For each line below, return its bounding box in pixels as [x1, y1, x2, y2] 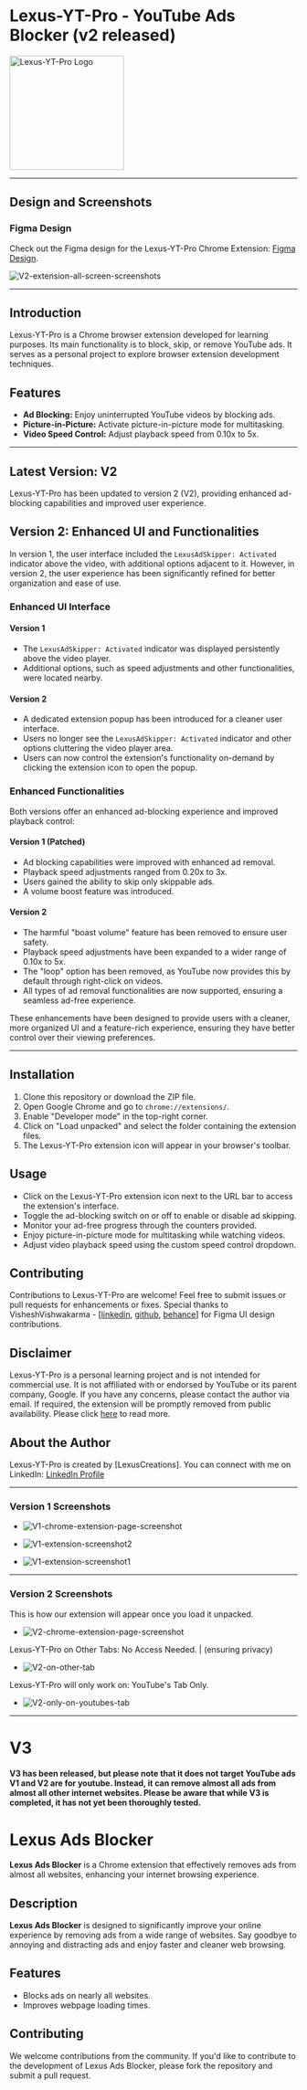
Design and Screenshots [9, 195, 153, 210]
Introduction [9, 305, 82, 321]
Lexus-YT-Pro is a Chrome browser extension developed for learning [9, 330, 269, 341]
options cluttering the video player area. [22, 743, 174, 754]
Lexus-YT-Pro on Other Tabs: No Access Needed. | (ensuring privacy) [9, 1643, 273, 1654]
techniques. [9, 358, 54, 370]
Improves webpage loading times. [22, 2000, 151, 2011]
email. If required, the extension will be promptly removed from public [9, 1399, 271, 1409]
